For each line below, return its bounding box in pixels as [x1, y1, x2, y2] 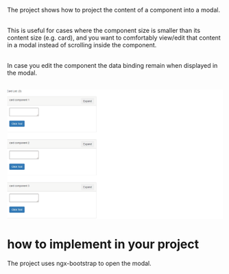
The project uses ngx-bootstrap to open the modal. [7, 259, 152, 267]
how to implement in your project [7, 236, 200, 252]
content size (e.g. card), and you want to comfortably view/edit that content [7, 34, 221, 42]
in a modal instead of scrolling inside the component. [7, 41, 157, 49]
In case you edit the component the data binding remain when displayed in [7, 62, 218, 69]
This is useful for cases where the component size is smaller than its [7, 27, 201, 34]
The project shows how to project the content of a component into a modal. [7, 6, 221, 14]
